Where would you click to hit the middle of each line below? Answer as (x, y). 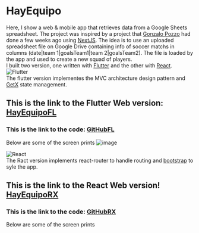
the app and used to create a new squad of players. (69, 59)
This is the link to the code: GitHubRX (61, 212)
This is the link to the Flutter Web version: (85, 103)
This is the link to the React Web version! (83, 186)
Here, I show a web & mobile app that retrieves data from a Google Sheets (97, 27)
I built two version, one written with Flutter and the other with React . (89, 65)
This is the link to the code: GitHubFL (60, 129)
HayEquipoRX (32, 195)
